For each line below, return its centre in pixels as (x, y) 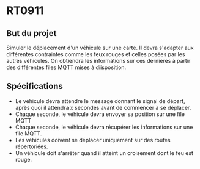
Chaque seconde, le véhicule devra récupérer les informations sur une (104, 127)
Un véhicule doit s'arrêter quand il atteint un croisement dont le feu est (104, 153)
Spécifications (35, 86)
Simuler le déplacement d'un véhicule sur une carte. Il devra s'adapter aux (100, 48)
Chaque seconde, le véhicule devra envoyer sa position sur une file (100, 114)
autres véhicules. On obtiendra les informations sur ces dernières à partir (98, 61)
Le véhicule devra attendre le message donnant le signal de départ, (100, 101)
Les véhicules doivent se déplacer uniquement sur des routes (93, 140)
